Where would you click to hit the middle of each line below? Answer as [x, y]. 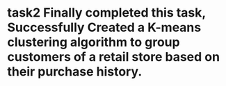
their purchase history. [75, 72]
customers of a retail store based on [114, 57]
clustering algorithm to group [94, 42]
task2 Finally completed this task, [107, 13]
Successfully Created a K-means [104, 27]
